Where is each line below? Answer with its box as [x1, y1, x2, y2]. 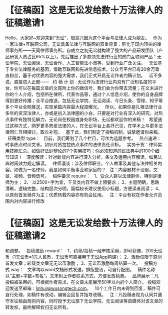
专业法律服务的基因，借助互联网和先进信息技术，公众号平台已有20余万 [9, 66, 155, 72]
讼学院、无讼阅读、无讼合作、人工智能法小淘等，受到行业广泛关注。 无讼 [5, 60, 158, 66]
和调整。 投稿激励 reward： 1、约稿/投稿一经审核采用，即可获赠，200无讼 [5, 247, 162, 254]
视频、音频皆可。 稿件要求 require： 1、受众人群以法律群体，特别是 [13, 173, 157, 179]
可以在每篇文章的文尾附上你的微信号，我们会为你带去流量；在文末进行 [18, 85, 163, 91]
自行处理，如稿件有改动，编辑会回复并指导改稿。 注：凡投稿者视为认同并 [5, 291, 158, 297]
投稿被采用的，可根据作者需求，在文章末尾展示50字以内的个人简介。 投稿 [5, 279, 156, 285]
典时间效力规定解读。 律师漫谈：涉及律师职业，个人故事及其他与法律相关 [5, 160, 158, 166]
